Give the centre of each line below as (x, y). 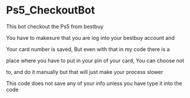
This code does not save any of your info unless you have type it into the (94, 83)
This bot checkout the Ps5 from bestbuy (55, 26)
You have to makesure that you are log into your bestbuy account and (90, 38)
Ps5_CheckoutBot (51, 10)
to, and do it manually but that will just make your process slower (85, 72)
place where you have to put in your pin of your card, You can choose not (95, 60)
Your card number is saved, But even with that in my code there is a (88, 49)
